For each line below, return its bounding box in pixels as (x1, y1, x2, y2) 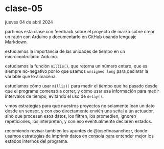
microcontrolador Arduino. (5, 53, 58, 59)
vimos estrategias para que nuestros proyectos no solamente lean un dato (5, 103, 155, 108)
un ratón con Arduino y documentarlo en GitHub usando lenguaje (5, 34, 137, 40)
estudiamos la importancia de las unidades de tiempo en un (5, 48, 126, 54)
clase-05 (5, 3, 43, 14)
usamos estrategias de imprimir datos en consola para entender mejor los (5, 133, 154, 139)
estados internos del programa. (5, 138, 69, 144)
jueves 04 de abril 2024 (5, 19, 53, 25)
